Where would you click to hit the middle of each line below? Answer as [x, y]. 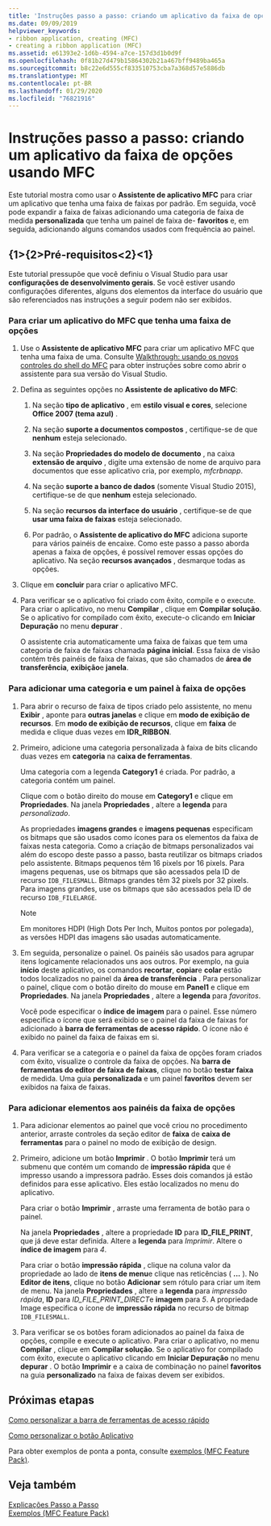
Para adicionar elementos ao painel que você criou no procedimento [133, 1125]
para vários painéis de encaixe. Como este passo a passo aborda [141, 544]
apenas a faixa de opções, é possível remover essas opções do [138, 552]
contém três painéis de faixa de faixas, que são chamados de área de [135, 659]
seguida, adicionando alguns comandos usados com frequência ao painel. [132, 229]
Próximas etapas [51, 1401]
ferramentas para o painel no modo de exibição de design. [118, 1142]
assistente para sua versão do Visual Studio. [94, 374]
